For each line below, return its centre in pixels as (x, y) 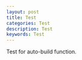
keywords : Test (26, 35)
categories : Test (28, 23)
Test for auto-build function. (42, 52)
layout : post (23, 12)
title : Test (21, 18)
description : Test (29, 29)
